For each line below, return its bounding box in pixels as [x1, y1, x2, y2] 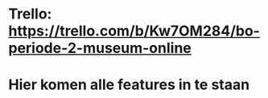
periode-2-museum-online [8, 39, 192, 57]
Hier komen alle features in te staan [8, 76, 250, 94]
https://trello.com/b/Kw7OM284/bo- [8, 22, 260, 40]
